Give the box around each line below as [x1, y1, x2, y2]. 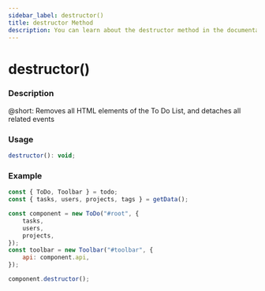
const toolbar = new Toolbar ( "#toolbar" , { [8, 246, 154, 254]
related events [8, 114, 55, 123]
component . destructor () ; [8, 275, 90, 283]
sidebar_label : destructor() [8, 11, 104, 20]
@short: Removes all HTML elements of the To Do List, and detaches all [8, 105, 241, 115]
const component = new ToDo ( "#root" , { [8, 210, 140, 218]
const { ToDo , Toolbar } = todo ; [8, 188, 118, 197]
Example [8, 170, 43, 181]
